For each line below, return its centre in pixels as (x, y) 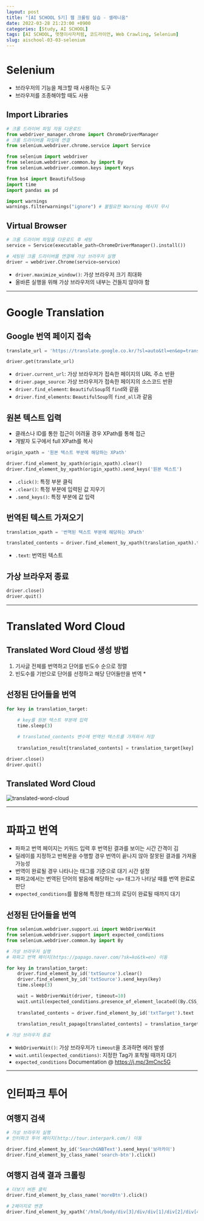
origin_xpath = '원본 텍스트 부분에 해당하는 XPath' (67, 453)
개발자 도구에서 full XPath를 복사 (54, 441)
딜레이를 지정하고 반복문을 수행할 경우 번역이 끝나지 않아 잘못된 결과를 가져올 (106, 856)
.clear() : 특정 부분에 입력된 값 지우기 (60, 489)
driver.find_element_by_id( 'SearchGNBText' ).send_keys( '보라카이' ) (91, 1149)
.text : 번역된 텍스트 (39, 556)
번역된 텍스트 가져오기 (45, 518)
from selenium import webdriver (47, 157)
